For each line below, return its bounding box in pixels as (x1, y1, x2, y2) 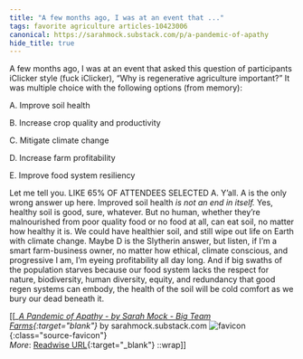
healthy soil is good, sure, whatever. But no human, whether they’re (9, 207, 260, 218)
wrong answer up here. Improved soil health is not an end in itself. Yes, (9, 197, 273, 208)
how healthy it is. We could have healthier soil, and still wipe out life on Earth (9, 226, 294, 237)
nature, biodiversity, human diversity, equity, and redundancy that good (9, 274, 276, 285)
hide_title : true (9, 38, 75, 48)
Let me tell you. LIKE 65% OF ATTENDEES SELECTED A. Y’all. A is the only (9, 187, 288, 199)
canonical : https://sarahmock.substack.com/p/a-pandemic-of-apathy (9, 30, 270, 39)
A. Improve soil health (9, 100, 90, 111)
